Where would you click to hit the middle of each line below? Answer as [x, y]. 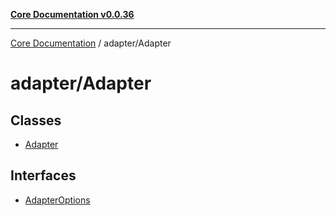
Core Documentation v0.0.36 [72, 14]
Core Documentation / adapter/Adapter [91, 43]
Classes [36, 120]
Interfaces [43, 175]
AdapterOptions [57, 200]
